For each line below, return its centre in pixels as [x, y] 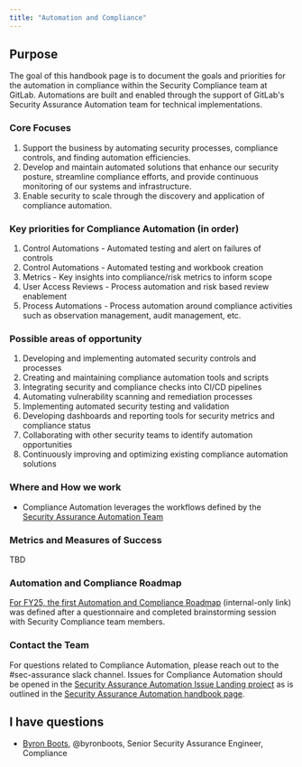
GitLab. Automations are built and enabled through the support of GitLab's [147, 95]
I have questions [57, 721]
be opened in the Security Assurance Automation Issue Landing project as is [151, 684]
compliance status [57, 426]
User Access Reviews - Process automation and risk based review [146, 287]
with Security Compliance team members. [87, 622]
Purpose [34, 55]
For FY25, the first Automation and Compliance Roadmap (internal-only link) [150, 603]
